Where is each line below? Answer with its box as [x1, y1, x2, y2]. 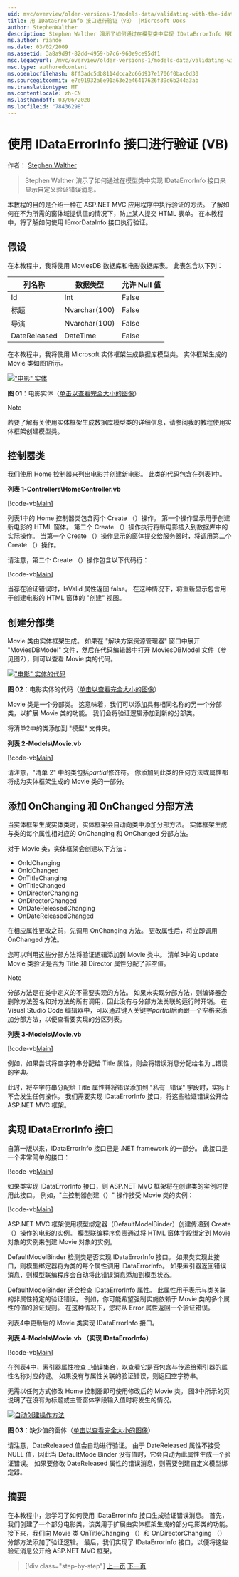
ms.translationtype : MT [7, 83, 78, 91]
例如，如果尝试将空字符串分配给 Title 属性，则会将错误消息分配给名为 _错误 [7, 1059, 228, 1067]
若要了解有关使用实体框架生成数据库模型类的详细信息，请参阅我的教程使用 [7, 418, 225, 426]
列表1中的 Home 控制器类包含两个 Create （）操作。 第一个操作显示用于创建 [7, 514, 230, 522]
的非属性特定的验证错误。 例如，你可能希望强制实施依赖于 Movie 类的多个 [7, 1294, 224, 1303]
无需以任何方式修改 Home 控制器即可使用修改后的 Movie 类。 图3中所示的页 [7, 1387, 230, 1395]
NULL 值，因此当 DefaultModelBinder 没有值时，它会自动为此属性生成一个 [7, 1449, 225, 1458]
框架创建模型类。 [13, 427, 64, 435]
